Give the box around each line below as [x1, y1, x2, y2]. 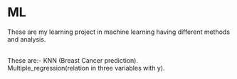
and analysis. [7, 35, 46, 43]
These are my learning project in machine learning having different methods [7, 28, 230, 36]
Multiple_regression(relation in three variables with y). [7, 63, 165, 72]
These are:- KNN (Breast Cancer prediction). [7, 56, 139, 64]
